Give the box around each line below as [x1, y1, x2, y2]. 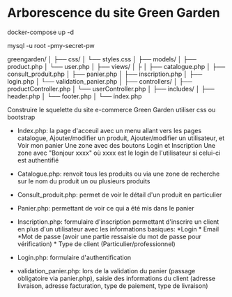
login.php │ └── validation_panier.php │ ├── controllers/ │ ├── [7, 77, 193, 85]
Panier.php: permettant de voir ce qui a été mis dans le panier [17, 204, 194, 212]
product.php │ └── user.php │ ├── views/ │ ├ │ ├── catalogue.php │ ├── [7, 62, 226, 70]
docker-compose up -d [7, 28, 75, 36]
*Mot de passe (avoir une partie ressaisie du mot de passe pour [17, 232, 202, 241]
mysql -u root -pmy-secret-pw [7, 41, 95, 49]
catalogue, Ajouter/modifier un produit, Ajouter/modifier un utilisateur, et [17, 134, 225, 142]
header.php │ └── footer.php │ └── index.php [7, 92, 142, 100]
